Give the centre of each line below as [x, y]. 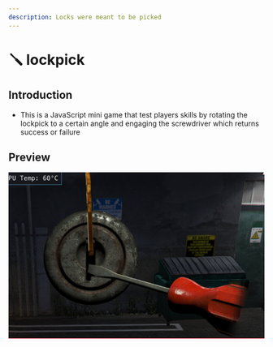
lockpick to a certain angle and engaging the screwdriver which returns [140, 123]
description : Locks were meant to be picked [85, 17]
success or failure [50, 132]
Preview [30, 158]
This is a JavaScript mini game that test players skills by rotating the [134, 114]
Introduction [41, 95]
